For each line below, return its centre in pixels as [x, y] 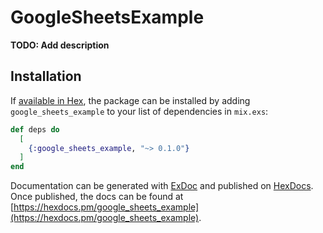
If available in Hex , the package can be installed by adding [130, 100]
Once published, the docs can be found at [97, 197]
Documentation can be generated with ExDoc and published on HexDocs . [162, 186]
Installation [46, 76]
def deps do [35, 129]
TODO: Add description [60, 45]
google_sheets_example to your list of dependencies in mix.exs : [139, 111]
